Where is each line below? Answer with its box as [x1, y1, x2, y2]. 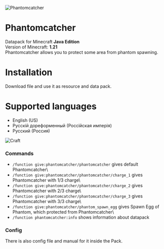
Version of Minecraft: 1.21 [5, 44, 58, 50]
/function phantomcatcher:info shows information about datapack [12, 215, 150, 221]
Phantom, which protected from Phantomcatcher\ [12, 209, 114, 215]
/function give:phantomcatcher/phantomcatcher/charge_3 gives [12, 193, 143, 199]
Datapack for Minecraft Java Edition [5, 38, 80, 44]
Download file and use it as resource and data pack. [5, 83, 112, 89]
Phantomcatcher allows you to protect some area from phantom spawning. [5, 49, 159, 55]
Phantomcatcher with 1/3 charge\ [12, 177, 81, 183]
